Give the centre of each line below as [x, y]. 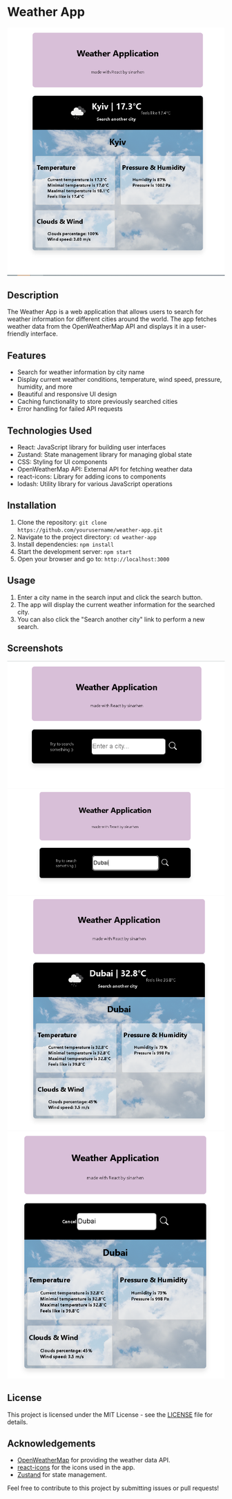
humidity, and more [45, 387]
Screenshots [35, 648]
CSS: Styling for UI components [62, 462]
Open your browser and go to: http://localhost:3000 [93, 559]
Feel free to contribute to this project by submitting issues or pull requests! [113, 1488]
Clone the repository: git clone [62, 522]
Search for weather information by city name [81, 372]
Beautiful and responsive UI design [67, 394]
